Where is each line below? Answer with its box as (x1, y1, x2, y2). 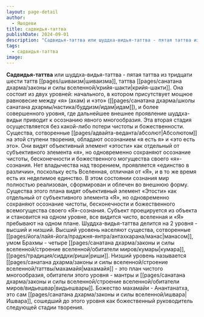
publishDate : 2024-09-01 (6, 32, 69, 38)
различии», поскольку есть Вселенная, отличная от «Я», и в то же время (6, 168, 197, 175)
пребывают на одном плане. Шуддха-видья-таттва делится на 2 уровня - (6, 220, 198, 227)
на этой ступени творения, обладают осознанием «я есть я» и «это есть (6, 135, 195, 143)
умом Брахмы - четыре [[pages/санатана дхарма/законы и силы (6, 239, 175, 246)
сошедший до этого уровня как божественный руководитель (33, 297, 193, 304)
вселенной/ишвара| (135, 290, 187, 298)
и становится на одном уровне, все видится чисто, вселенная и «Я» (6, 213, 184, 220)
